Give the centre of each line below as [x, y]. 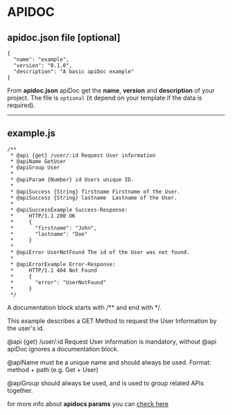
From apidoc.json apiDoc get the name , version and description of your [111, 90]
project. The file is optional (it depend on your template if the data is [105, 98]
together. [20, 390]
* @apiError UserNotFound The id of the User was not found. [100, 252]
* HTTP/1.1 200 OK [43, 216]
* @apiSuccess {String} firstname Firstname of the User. [95, 192]
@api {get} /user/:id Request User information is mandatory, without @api [112, 341]
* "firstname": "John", [54, 228]
